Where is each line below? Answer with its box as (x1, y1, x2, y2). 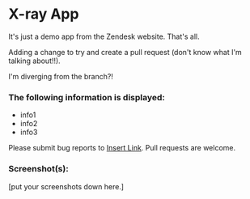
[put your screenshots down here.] (8, 181, 124, 191)
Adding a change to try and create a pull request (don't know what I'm (8, 47, 243, 57)
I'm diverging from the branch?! (8, 71, 113, 81)
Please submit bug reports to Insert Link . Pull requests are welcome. (8, 143, 236, 153)
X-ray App (8, 5, 79, 23)
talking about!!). (8, 56, 61, 66)
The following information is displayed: (8, 91, 166, 103)
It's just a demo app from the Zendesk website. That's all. (8, 32, 200, 41)
